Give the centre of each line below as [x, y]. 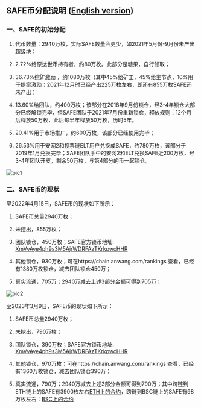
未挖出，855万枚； [38, 229]
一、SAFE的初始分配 [36, 30]
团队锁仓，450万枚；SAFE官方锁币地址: [65, 242]
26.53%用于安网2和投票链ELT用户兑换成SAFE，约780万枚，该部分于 [101, 145]
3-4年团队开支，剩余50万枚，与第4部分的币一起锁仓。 [83, 160]
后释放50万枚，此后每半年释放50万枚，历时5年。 [76, 120]
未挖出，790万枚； [38, 331]
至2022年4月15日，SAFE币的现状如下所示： [61, 203]
